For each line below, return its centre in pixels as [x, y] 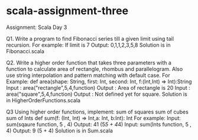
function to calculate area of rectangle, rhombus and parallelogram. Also [95, 69]
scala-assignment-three [67, 11]
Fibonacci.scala [25, 51]
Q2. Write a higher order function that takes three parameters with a [89, 63]
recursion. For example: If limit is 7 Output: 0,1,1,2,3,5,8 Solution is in [88, 45]
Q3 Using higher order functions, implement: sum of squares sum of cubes [98, 112]
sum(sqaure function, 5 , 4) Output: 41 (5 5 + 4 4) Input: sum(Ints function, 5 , [99, 124]
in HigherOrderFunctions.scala [43, 100]
